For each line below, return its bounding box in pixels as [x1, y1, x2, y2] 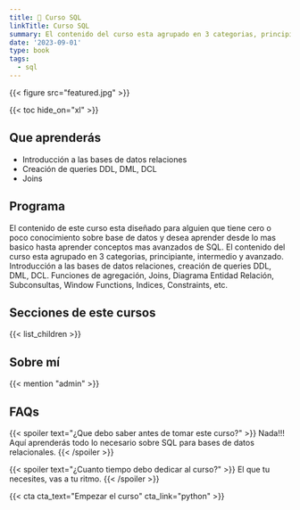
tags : [9, 54, 29, 63]
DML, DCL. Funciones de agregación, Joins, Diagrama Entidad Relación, [9, 269, 274, 281]
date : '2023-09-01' [9, 37, 82, 47]
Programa [9, 199, 65, 214]
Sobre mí [9, 354, 61, 370]
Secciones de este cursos [9, 305, 156, 320]
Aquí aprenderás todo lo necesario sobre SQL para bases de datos [9, 437, 254, 448]
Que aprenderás [9, 130, 101, 145]
